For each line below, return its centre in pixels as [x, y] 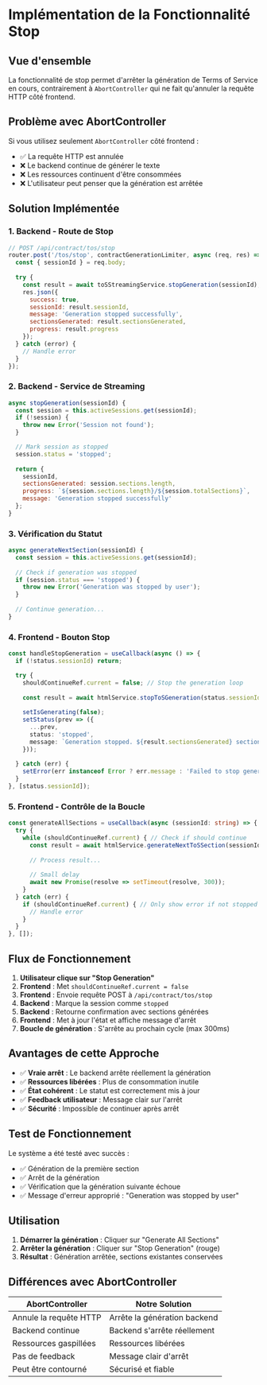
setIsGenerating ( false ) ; [64, 712]
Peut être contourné [50, 1369]
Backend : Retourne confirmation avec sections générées [114, 1012]
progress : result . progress [74, 329]
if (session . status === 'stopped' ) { [78, 580]
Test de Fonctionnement [70, 1134]
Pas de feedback [44, 1356]
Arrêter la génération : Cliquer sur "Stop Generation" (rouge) [120, 1248]
